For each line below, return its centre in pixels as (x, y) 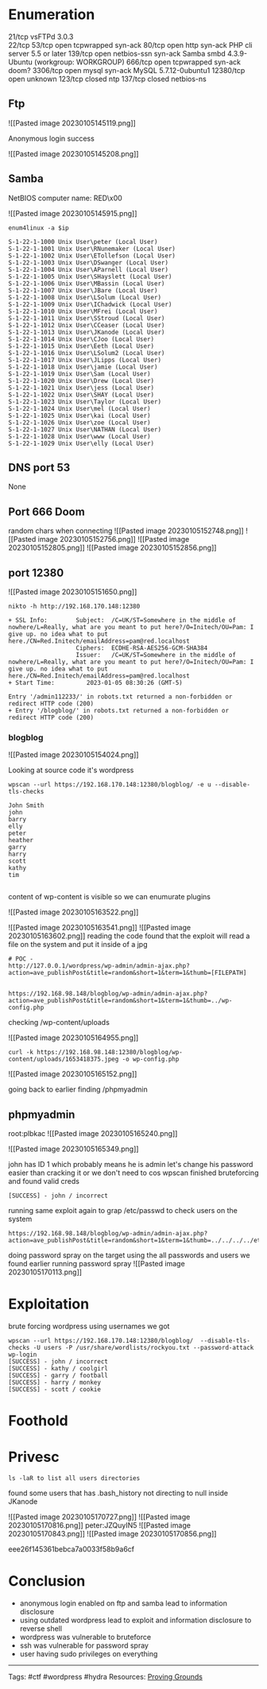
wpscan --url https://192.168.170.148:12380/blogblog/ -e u (110, 785)
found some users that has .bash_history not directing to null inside (118, 1493)
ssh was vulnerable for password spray (84, 1645)
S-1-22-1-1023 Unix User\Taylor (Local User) (85, 402)
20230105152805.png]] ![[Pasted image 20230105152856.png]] (112, 548)
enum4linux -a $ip (39, 228)
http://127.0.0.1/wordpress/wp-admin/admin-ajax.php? (99, 966)
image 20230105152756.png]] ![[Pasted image (114, 539)
